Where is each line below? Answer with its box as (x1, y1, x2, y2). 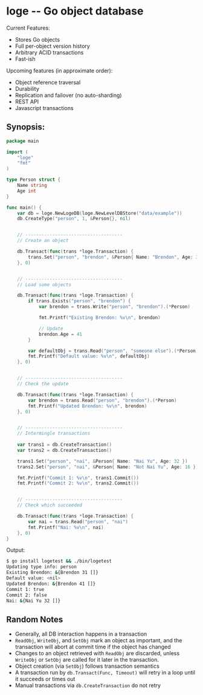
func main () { (6, 204, 42, 210)
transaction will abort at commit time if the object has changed (14, 643, 171, 651)
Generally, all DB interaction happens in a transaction (14, 630, 147, 638)
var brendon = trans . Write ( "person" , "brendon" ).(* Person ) (38, 304, 190, 310)
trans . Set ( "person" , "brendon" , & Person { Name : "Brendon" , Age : (28, 254, 193, 260)
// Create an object (17, 238, 69, 244)
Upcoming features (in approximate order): (6, 67, 113, 74)
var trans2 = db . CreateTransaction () (17, 447, 112, 453)
